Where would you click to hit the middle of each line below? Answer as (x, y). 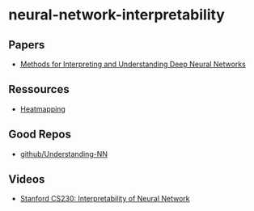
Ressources (39, 89)
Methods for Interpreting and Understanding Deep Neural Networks (133, 64)
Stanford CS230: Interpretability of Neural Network (105, 199)
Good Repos (40, 135)
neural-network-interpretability (116, 15)
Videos (27, 179)
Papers (27, 45)
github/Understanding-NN (63, 154)
